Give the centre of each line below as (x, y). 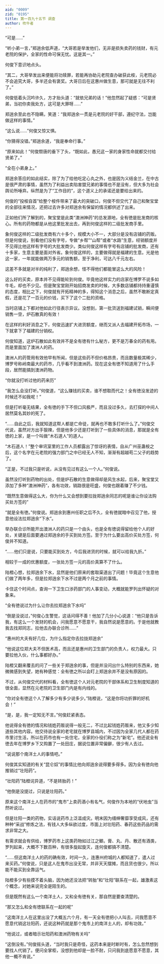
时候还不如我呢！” (23, 397)
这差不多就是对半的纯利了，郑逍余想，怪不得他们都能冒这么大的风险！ (76, 269)
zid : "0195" (17, 14)
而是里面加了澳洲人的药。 (31, 347)
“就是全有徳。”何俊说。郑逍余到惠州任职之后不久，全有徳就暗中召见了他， (79, 512)
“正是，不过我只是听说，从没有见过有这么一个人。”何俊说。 (64, 469)
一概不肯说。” (22, 957)
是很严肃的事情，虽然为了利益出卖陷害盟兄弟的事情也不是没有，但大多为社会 (82, 184)
